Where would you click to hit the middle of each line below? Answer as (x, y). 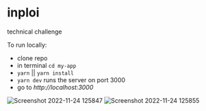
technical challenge (35, 32)
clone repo (32, 58)
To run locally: (27, 45)
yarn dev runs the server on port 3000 (71, 79)
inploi (23, 13)
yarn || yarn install (45, 73)
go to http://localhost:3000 (55, 87)
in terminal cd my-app (47, 65)
